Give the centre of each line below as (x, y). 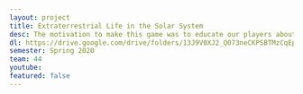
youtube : (26, 68)
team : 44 (26, 59)
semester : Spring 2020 (52, 51)
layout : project (40, 17)
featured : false (40, 76)
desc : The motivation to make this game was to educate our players (141, 34)
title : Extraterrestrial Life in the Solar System (106, 26)
